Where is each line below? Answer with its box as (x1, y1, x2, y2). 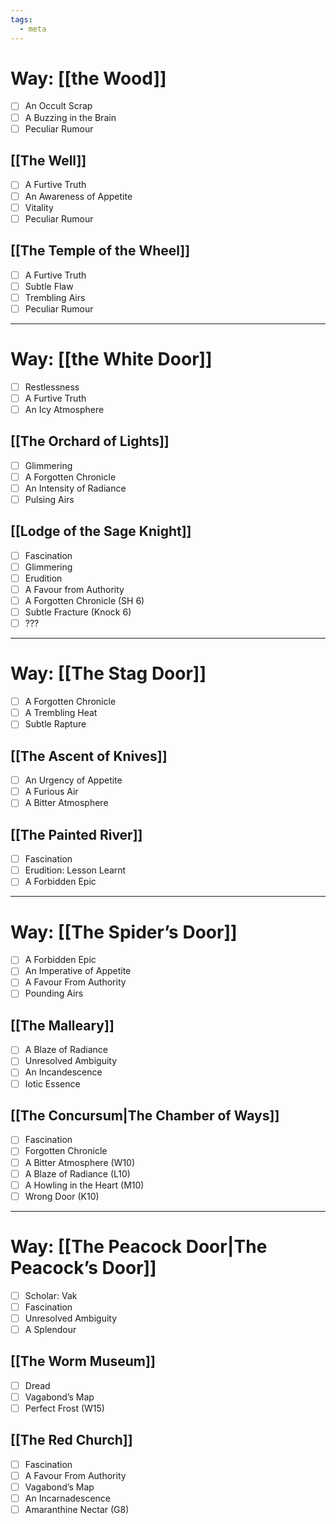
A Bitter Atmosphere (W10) (24, 1156, 136, 1168)
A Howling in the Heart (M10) (24, 1179, 145, 1191)
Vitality (24, 201, 54, 213)
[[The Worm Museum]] (10, 1353, 156, 1370)
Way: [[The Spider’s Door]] (10, 921, 238, 943)
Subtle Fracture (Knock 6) (24, 606, 132, 618)
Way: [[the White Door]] (10, 347, 213, 370)
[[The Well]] (10, 152, 87, 170)
